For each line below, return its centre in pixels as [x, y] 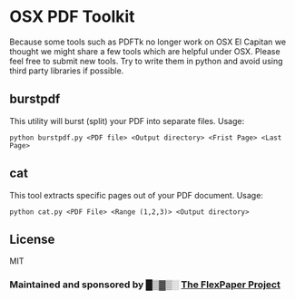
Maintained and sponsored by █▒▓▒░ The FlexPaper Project [145, 285]
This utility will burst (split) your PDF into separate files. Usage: [127, 121]
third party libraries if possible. [67, 71]
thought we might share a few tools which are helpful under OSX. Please [145, 51]
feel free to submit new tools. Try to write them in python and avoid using [146, 61]
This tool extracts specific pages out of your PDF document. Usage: [136, 195]
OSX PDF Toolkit [72, 17]
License [32, 239]
